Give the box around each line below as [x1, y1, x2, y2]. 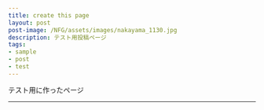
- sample [8, 48, 37, 56]
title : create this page [8, 11, 90, 20]
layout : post [8, 19, 51, 27]
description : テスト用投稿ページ [8, 33, 107, 42]
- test [8, 63, 30, 71]
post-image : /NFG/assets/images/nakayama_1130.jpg [8, 26, 178, 34]
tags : [8, 41, 26, 49]
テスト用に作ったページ [8, 85, 84, 94]
